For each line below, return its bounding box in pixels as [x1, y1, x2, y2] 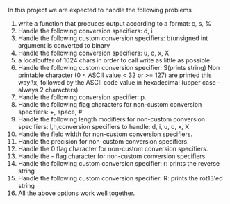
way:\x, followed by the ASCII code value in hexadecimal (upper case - [17, 78, 221, 86]
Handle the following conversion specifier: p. [17, 93, 147, 101]
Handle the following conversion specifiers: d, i [17, 27, 153, 35]
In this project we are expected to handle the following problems [8, 6, 192, 14]
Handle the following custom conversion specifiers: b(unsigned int [17, 34, 208, 42]
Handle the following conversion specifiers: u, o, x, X [17, 49, 170, 57]
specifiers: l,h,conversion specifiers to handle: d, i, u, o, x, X [17, 123, 190, 130]
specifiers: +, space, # [17, 108, 83, 116]
